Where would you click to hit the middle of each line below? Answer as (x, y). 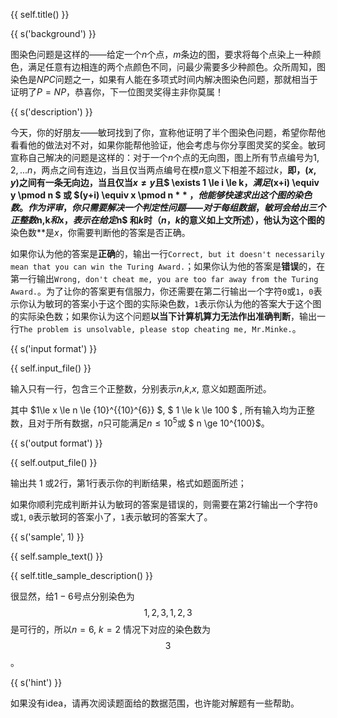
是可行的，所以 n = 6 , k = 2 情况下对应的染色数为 (110, 629)
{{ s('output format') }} (56, 443)
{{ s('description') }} (51, 112)
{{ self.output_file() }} (54, 462)
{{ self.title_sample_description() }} (81, 575)
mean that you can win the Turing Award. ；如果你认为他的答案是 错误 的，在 (168, 266)
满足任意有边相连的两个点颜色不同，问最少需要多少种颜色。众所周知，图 (176, 67)
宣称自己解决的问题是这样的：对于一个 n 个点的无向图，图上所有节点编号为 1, (165, 157)
